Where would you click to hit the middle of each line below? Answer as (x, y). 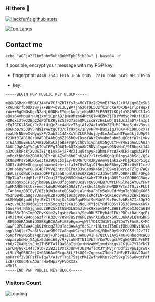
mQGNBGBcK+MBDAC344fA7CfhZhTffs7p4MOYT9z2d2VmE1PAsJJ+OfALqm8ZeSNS (78, 103)
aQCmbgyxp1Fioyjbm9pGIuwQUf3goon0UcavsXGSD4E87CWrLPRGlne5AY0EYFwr (78, 182)
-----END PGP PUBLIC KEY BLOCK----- (44, 271)
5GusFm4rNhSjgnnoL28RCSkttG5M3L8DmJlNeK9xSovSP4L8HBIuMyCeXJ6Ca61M (78, 209)
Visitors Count (23, 283)
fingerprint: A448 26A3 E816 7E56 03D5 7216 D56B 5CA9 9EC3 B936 (81, 75)
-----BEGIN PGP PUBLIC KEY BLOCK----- (46, 94)
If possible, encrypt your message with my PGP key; (60, 65)
